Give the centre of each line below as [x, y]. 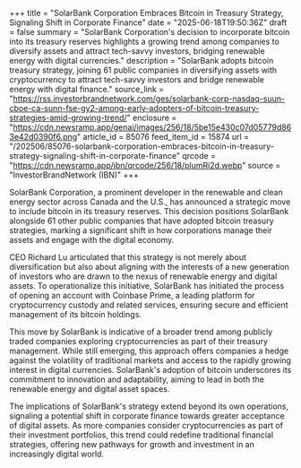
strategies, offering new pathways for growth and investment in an [132, 444]
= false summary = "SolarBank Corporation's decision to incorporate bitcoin [150, 32]
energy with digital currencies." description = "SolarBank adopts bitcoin [142, 61]
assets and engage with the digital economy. [92, 240]
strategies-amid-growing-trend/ [68, 117]
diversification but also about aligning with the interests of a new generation [149, 267]
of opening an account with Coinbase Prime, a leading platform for [132, 295]
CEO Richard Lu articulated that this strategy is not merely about [128, 257]
